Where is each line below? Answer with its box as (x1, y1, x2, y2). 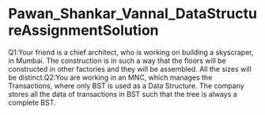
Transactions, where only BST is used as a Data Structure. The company (8, 80, 245, 91)
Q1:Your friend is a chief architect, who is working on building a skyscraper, (8, 47, 255, 57)
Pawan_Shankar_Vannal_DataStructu (8, 5, 257, 23)
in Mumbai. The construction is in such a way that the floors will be (8, 56, 227, 65)
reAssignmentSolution (8, 21, 160, 39)
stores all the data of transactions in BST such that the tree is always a (8, 89, 237, 98)
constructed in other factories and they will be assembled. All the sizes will (8, 64, 252, 73)
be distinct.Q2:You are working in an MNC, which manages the (8, 72, 213, 82)
